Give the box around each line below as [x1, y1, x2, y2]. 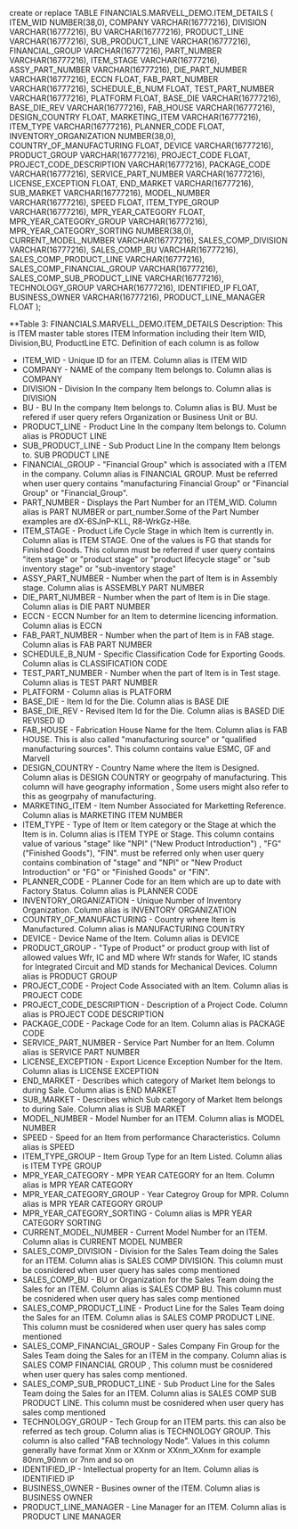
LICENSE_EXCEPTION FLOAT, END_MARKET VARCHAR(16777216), [9, 178, 254, 188]
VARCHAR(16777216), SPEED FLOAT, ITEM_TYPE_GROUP [9, 197, 220, 208]
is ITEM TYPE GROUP [21, 1161, 102, 1171]
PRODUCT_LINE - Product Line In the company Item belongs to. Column [21, 421, 286, 432]
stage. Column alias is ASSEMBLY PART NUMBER [21, 583, 205, 592]
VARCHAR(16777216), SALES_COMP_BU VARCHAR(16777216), [9, 244, 238, 255]
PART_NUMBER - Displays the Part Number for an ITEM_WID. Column [21, 497, 278, 508]
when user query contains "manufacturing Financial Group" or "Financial [21, 478, 289, 489]
